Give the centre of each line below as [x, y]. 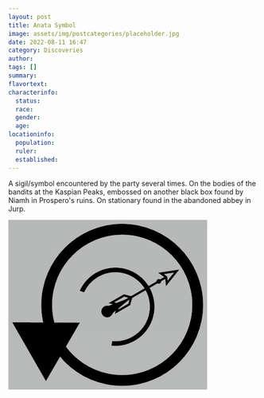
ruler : [26, 151]
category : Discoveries [46, 51]
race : [25, 109]
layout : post [30, 17]
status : [28, 101]
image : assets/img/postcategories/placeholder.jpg [94, 33]
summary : [23, 76]
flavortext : [28, 84]
